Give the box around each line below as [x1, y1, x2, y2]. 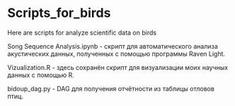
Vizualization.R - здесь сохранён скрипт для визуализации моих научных [7, 63, 229, 71]
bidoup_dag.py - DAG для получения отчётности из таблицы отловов [7, 84, 214, 93]
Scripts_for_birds [7, 5, 111, 21]
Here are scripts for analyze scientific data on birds [7, 28, 157, 37]
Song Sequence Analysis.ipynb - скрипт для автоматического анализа [7, 42, 218, 50]
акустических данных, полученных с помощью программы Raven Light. [7, 49, 225, 58]
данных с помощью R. [7, 71, 74, 79]
